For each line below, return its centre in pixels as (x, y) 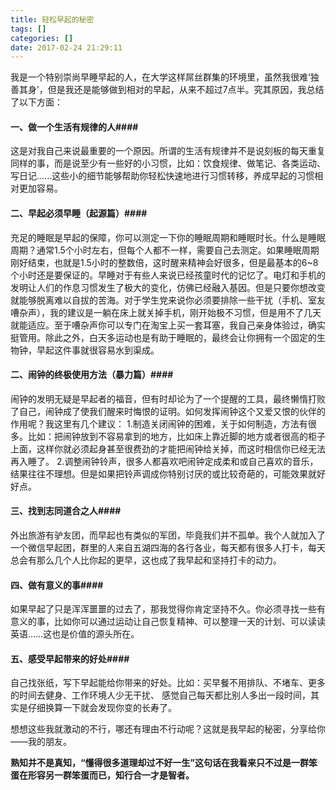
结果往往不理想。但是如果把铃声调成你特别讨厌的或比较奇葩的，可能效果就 (163, 473)
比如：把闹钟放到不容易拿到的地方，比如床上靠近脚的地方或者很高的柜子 (176, 436)
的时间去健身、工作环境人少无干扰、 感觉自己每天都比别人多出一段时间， (160, 695)
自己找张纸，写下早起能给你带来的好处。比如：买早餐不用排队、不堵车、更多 (168, 683)
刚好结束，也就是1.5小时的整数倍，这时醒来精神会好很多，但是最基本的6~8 (164, 262)
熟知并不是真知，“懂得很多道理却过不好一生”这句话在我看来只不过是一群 (160, 763)
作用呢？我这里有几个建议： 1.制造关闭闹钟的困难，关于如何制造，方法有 (159, 423)
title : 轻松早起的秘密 (52, 19)
